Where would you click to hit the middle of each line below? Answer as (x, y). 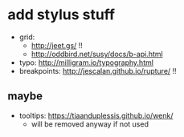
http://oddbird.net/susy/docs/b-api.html (97, 54)
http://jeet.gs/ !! (57, 45)
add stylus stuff (61, 15)
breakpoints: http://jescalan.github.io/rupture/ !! (98, 71)
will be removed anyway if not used (90, 124)
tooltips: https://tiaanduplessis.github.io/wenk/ (96, 115)
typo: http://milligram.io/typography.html (86, 62)
